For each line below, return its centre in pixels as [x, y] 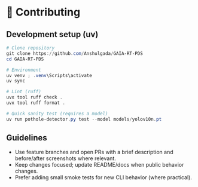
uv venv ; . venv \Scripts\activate [49, 75]
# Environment [24, 70]
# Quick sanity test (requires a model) [57, 114]
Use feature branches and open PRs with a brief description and [94, 152]
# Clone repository [31, 48]
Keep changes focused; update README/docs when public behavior [99, 165]
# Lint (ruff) [24, 92]
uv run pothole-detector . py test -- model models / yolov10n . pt [84, 119]
